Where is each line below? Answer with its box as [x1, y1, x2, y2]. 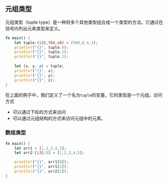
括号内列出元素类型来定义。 [5, 25, 63, 31]
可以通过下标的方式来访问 [12, 109, 66, 115]
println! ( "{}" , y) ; [14, 73, 55, 78]
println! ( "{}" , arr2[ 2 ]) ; [14, 169, 69, 174]
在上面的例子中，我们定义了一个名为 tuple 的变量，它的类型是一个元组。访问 [5, 92, 162, 98]
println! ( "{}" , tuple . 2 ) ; [14, 54, 69, 59]
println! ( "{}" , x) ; [14, 68, 55, 73]
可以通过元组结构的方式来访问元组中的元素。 [12, 115, 106, 121]
